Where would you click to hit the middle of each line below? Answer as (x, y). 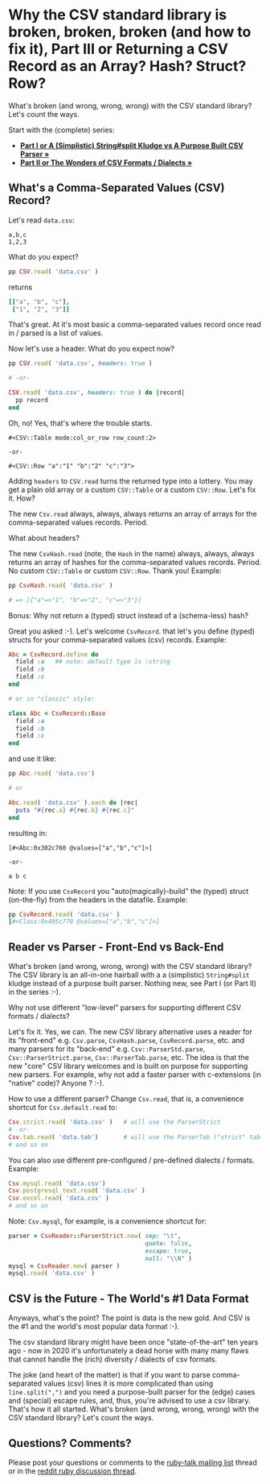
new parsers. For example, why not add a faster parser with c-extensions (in (135, 1075)
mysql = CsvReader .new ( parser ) (64, 1266)
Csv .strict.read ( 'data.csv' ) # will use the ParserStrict (115, 1122)
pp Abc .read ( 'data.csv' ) (51, 774)
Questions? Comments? (70, 1443)
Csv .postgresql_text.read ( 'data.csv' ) (77, 1191)
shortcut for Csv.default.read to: (63, 1108)
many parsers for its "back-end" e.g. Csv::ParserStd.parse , (107, 1049)
